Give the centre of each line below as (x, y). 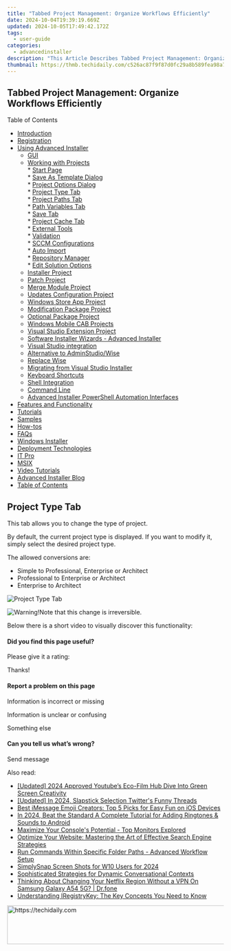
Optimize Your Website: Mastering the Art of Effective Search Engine (114, 837)
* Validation (44, 236)
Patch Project (46, 280)
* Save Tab (43, 214)
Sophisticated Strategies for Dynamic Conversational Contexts (106, 874)
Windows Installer (42, 441)
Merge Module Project (59, 288)
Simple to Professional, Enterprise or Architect (82, 571)
